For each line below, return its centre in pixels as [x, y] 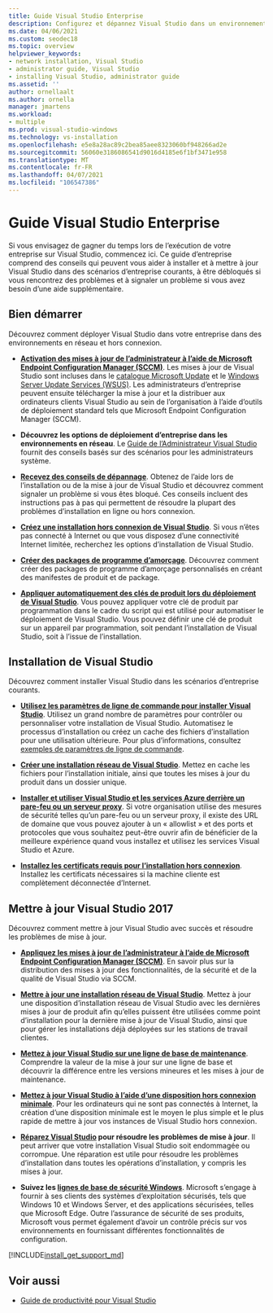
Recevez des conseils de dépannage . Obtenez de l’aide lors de [127, 476]
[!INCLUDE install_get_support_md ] [66, 1255]
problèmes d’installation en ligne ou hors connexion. [108, 511]
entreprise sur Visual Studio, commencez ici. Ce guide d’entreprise [120, 254]
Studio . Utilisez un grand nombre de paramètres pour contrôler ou [131, 714]
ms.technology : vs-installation [63, 137]
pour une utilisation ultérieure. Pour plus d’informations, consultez [130, 740]
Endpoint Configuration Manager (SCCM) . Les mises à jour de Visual [137, 367]
